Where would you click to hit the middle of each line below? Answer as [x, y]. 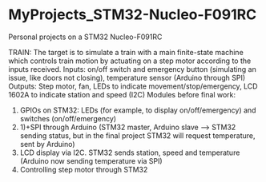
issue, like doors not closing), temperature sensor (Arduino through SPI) [127, 77]
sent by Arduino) [47, 144]
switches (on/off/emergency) [68, 118]
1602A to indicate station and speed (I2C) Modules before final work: [122, 94]
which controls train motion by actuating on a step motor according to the [130, 61]
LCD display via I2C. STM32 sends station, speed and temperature [130, 152]
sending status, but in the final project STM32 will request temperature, [137, 135]
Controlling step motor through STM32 [84, 169]
